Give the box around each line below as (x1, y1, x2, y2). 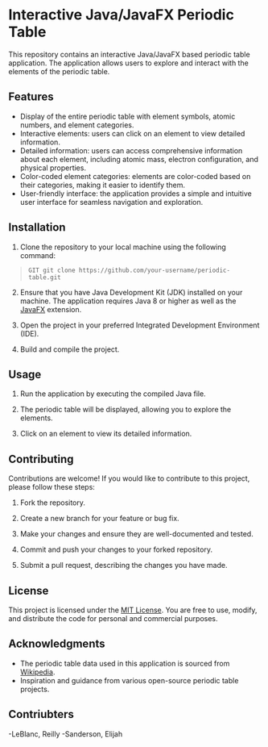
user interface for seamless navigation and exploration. (19, 197, 204, 207)
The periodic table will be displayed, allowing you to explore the (19, 405, 232, 415)
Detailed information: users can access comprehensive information (19, 145, 243, 155)
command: (19, 250, 56, 260)
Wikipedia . (19, 667, 56, 677)
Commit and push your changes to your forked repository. (19, 545, 213, 554)
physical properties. (19, 163, 87, 173)
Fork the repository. (19, 498, 86, 507)
